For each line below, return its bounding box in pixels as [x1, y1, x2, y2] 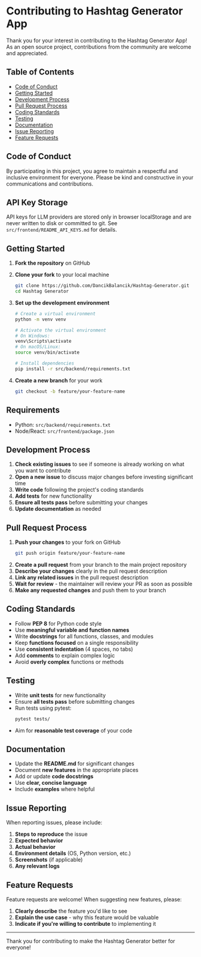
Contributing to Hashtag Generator [6, 4, 184, 18]
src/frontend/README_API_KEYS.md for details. [6, 226, 117, 234]
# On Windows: [14, 333, 50, 339]
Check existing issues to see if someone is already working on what [14, 460, 185, 468]
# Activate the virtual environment [14, 327, 106, 333]
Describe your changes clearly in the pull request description [14, 567, 167, 575]
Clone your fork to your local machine [14, 271, 109, 279]
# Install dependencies [14, 360, 75, 367]
